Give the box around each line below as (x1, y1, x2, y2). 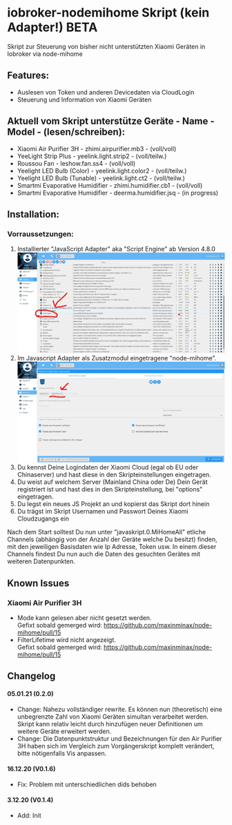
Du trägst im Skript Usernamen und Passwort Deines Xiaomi (17, 507, 188, 516)
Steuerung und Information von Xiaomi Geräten (17, 95, 152, 104)
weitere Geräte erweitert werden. (17, 727, 112, 735)
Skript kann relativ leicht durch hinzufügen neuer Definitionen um (17, 719, 203, 728)
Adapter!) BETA (7, 19, 98, 35)
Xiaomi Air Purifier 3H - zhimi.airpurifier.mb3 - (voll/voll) (17, 144, 177, 153)
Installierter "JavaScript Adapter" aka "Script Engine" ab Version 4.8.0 (17, 245, 216, 253)
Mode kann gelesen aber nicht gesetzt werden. (17, 614, 152, 622)
